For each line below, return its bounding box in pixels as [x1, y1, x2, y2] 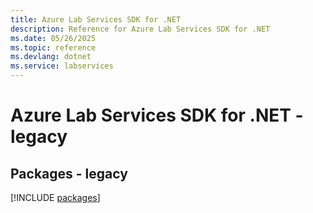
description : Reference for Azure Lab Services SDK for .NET [10, 24, 271, 34]
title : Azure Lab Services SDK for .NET [10, 14, 182, 25]
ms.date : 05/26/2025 [10, 33, 97, 43]
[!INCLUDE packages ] [10, 192, 101, 203]
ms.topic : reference [10, 42, 97, 53]
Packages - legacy [10, 165, 128, 182]
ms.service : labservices [10, 61, 114, 71]
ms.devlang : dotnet [10, 52, 92, 62]
